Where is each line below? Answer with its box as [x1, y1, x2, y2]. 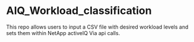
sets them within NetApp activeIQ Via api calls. [6, 29, 120, 36]
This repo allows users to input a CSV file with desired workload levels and [6, 23, 189, 30]
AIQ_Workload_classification [6, 4, 152, 17]
